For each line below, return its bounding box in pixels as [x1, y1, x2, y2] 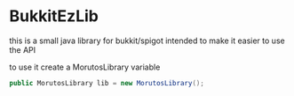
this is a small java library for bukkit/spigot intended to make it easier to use [9, 35, 286, 46]
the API [9, 44, 36, 55]
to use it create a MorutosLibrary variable [9, 62, 161, 72]
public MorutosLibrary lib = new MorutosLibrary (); [9, 78, 204, 87]
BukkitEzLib [9, 6, 99, 26]
